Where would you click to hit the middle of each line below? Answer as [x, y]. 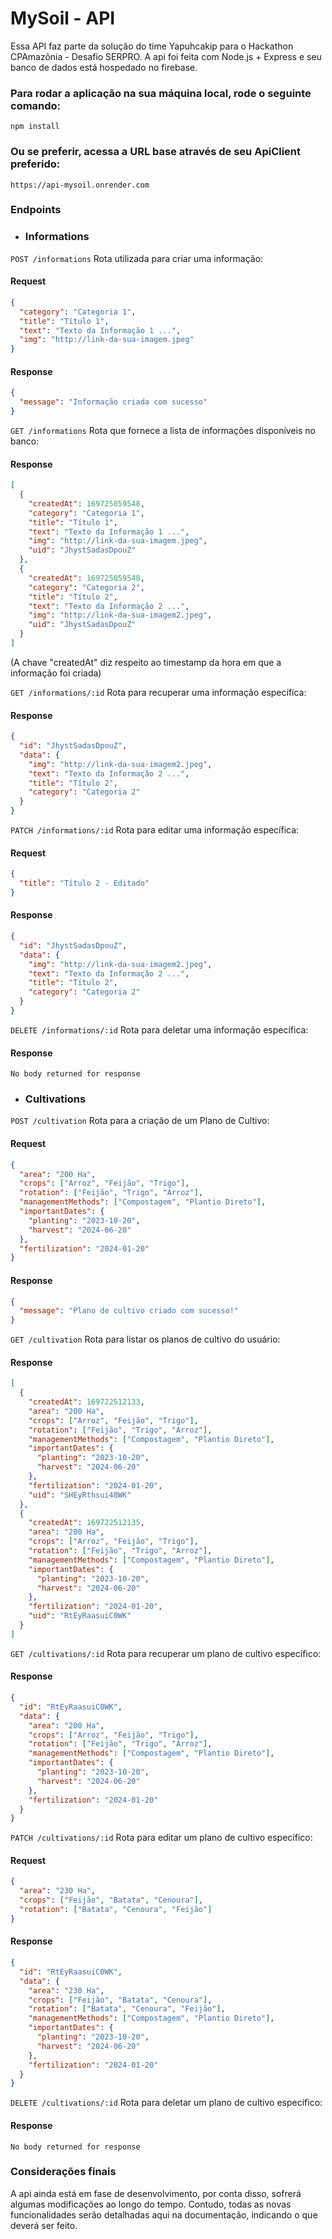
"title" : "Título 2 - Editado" [84, 883]
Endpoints [36, 210]
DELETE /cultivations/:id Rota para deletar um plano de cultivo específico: [166, 2103]
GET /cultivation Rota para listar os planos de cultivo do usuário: [145, 1339]
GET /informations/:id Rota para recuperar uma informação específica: [158, 692]
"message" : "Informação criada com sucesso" [113, 402]
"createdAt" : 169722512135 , [86, 1523]
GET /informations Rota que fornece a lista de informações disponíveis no [163, 431]
